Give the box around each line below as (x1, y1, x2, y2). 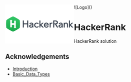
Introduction (12, 66, 38, 72)
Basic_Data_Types (12, 71, 50, 77)
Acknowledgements (5, 53, 69, 61)
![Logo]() (74, 4, 92, 10)
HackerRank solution (74, 38, 117, 44)
